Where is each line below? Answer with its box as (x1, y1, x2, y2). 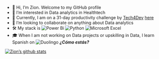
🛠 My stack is (12, 25, 41, 31)
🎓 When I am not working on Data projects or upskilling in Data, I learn (12, 33, 155, 38)
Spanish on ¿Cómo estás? (12, 39, 90, 45)
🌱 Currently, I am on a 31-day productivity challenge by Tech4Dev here (12, 15, 154, 20)
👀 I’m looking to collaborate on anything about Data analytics (12, 20, 134, 25)
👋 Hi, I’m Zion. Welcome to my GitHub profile (12, 5, 101, 10)
